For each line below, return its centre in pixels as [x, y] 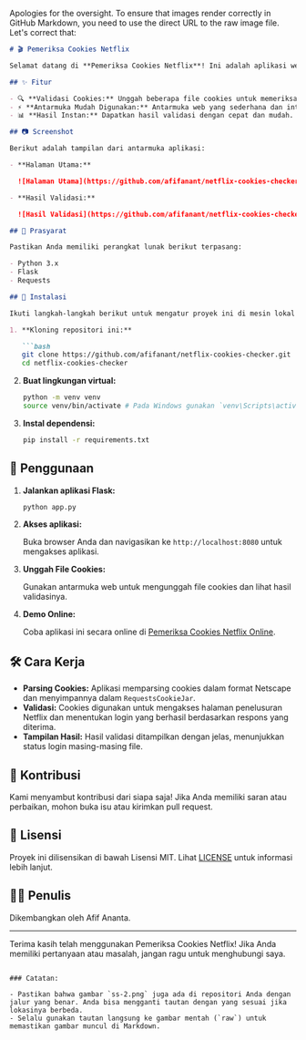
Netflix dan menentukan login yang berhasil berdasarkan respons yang [155, 717]
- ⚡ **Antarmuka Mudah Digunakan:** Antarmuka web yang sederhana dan [146, 107]
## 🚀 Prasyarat [38, 231]
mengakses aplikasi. [61, 551]
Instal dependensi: [59, 423]
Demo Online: [49, 614]
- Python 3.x [34, 263]
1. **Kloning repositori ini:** [71, 330]
